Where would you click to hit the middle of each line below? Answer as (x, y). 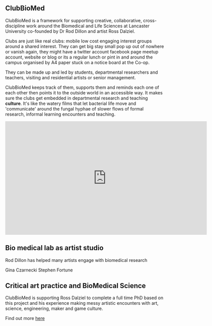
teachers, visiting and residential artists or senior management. (70, 77)
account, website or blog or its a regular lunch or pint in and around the (79, 57)
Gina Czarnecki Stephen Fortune (39, 270)
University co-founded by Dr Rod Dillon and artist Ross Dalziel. (70, 31)
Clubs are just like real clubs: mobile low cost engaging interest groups (79, 41)
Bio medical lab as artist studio (54, 248)
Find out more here (25, 318)
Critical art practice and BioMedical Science (76, 286)
